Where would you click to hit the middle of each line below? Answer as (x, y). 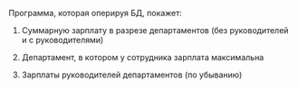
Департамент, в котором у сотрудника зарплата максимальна (143, 57)
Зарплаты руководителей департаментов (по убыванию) (132, 75)
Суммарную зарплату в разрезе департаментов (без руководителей (155, 30)
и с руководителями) (62, 40)
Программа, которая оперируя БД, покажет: (96, 13)
